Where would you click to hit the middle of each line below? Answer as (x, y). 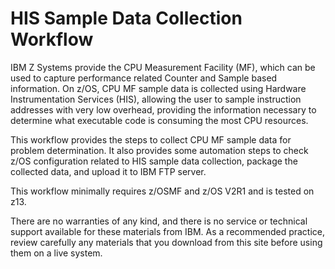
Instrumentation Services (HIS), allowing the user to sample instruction (156, 99)
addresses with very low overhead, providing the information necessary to (163, 109)
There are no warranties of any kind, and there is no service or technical (159, 221)
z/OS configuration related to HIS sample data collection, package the (154, 161)
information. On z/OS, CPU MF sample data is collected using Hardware (158, 88)
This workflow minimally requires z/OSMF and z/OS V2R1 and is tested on (162, 191)
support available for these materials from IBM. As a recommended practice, (168, 231)
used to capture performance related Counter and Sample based (144, 78)
